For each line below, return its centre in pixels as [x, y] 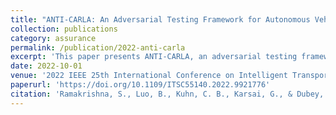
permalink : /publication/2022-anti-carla [98, 47]
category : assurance [53, 38]
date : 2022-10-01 [46, 66]
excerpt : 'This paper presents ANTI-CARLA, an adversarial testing [154, 57]
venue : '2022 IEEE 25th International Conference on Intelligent [149, 76]
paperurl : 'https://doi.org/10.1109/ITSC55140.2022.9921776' [140, 85]
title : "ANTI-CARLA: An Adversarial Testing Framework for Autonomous [160, 19]
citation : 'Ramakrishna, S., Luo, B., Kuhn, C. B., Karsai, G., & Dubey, [167, 94]
